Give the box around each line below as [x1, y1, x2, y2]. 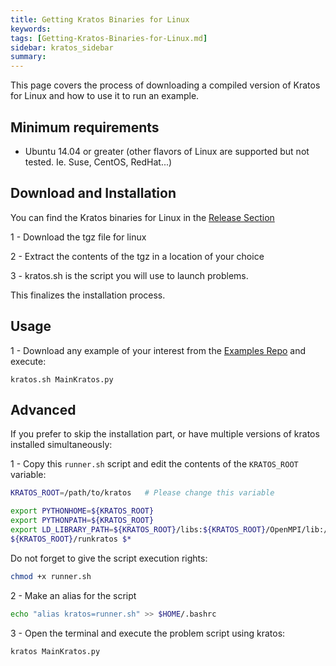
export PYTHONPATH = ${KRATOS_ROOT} [10, 516, 155, 526]
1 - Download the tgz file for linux [10, 231, 147, 243]
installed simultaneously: [10, 439, 113, 451]
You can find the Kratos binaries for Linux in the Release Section [10, 211, 275, 223]
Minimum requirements [10, 119, 160, 136]
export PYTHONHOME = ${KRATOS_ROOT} [10, 506, 155, 516]
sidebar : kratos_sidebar [10, 42, 114, 53]
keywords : [10, 24, 52, 34]
